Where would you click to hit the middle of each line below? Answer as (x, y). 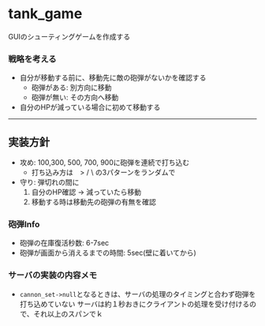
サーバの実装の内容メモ (52, 275)
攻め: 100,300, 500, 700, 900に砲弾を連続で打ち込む (105, 163)
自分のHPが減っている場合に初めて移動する (90, 107)
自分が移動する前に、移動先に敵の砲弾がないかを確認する (113, 78)
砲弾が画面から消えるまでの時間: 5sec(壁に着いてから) (108, 253)
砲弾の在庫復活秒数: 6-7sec (64, 243)
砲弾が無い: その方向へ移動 (75, 97)
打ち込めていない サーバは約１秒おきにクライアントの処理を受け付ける (134, 304)
